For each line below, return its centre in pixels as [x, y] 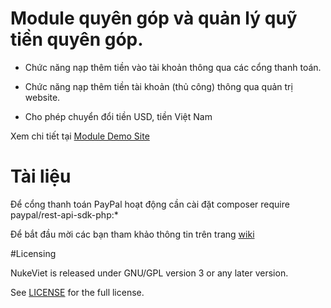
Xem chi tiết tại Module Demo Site [80, 136]
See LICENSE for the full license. [77, 292]
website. [42, 97]
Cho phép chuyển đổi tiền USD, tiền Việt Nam [118, 116]
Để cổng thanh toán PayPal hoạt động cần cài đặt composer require [150, 204]
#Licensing [33, 253]
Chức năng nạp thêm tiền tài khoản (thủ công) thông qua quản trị [158, 86]
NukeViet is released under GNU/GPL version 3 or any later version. [149, 273]
